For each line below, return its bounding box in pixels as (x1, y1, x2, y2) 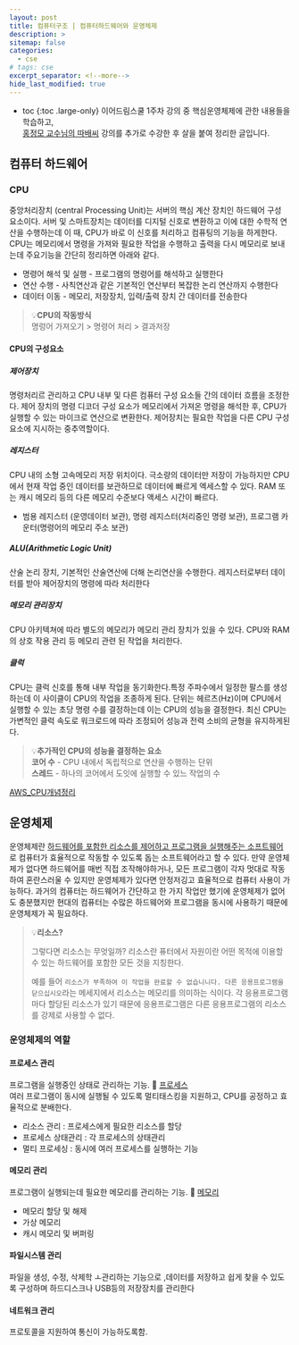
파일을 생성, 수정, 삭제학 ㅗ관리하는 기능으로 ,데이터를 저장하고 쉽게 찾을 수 (9, 1272, 269, 1282)
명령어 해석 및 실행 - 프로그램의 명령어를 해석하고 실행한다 (21, 269, 224, 280)
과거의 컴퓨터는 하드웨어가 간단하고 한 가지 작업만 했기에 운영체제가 (35, 886, 270, 896)
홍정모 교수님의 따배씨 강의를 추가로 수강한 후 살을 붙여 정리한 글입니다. (21, 127, 270, 139)
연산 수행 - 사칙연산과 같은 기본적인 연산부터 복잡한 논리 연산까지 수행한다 (21, 280, 278, 290)
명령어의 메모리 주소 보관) (39, 522, 129, 533)
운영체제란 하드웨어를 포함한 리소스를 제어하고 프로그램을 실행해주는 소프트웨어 (9, 841, 284, 852)
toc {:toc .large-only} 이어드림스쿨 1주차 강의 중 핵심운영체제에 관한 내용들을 (21, 105, 291, 116)
